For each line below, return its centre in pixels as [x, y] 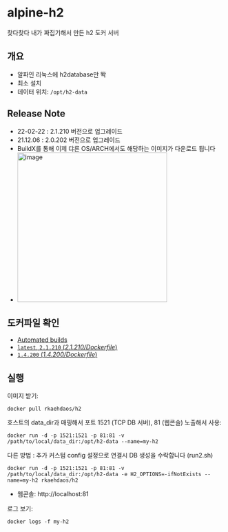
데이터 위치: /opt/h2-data [52, 92]
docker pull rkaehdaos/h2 [44, 409]
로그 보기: [20, 509]
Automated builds [42, 340]
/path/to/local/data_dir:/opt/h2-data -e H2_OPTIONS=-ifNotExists [104, 474]
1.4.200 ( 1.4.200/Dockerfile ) [57, 355]
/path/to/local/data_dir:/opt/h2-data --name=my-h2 [83, 442]
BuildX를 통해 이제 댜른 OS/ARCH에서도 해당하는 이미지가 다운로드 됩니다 [116, 148]
